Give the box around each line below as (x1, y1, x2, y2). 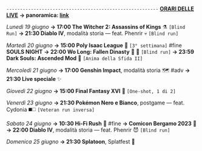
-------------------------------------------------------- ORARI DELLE (6, 5, 194, 12)
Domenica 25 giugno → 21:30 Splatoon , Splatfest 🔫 (6, 138, 135, 145)
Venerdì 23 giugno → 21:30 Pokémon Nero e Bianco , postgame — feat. (6, 99, 185, 106)
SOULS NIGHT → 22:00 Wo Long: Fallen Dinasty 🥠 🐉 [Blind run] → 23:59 (6, 48, 194, 55)
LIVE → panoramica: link (6, 11, 69, 19)
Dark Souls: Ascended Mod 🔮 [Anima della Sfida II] (6, 54, 143, 62)
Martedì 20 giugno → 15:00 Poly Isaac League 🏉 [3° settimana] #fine (6, 42, 182, 49)
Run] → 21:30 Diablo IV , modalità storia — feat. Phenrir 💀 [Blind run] (6, 30, 179, 37)
